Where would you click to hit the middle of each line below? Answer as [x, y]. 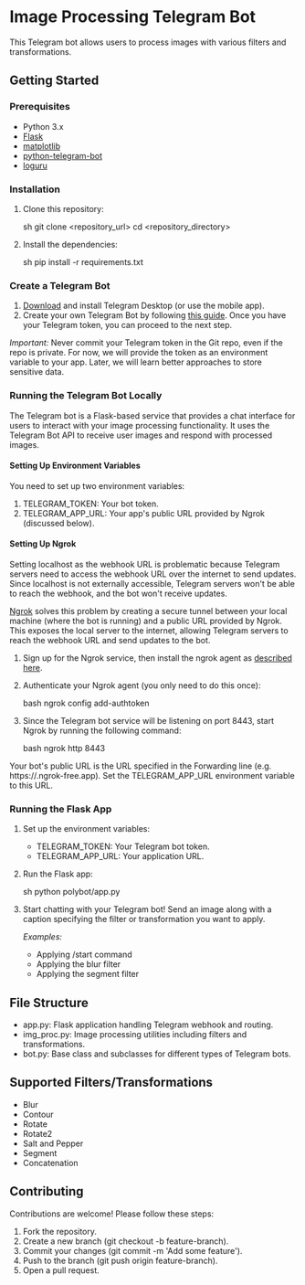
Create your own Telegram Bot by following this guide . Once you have [154, 315]
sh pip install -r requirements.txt [83, 261]
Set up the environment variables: [86, 829]
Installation [35, 189]
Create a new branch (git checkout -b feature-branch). [126, 1241]
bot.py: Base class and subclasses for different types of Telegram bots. [157, 1054]
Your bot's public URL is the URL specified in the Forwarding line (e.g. [141, 766]
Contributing [47, 1191]
